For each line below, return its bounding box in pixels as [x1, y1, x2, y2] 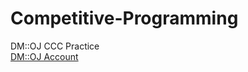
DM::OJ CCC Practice [10, 40, 100, 52]
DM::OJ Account [10, 50, 79, 62]
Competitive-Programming [10, 7, 239, 30]
